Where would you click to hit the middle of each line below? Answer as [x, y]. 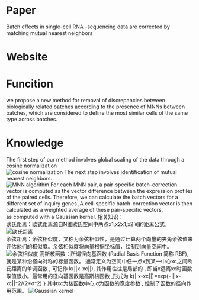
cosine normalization [32, 166]
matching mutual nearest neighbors [49, 33]
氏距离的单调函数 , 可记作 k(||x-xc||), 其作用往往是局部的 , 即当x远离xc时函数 [99, 269]
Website [27, 57]
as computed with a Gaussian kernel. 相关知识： [65, 217]
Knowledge [35, 143]
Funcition [30, 84]
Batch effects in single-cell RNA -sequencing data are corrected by [88, 27]
